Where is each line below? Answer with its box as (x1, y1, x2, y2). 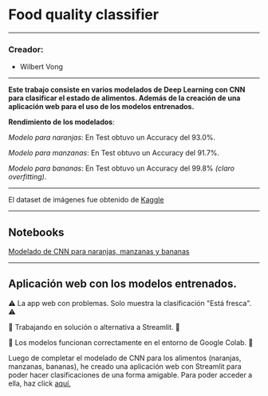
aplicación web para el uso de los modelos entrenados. (8, 102, 195, 112)
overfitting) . (8, 172, 47, 182)
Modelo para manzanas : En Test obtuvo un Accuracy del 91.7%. (8, 148, 220, 158)
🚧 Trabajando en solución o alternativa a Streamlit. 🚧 (8, 322, 181, 331)
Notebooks (8, 225, 65, 239)
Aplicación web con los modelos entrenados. (8, 277, 237, 291)
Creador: (8, 44, 44, 55)
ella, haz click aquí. (8, 378, 72, 388)
